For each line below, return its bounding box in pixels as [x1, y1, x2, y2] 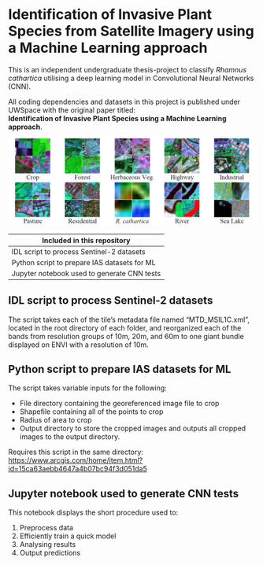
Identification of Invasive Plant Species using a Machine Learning [8, 113, 227, 123]
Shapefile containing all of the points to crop [19, 407, 164, 416]
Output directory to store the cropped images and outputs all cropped [19, 423, 246, 434]
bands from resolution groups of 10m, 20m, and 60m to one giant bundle [8, 331, 244, 341]
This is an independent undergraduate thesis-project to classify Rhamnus [8, 65, 247, 74]
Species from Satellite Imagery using [8, 22, 254, 40]
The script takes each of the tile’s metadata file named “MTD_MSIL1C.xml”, [8, 315, 250, 324]
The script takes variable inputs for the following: [8, 383, 167, 393]
